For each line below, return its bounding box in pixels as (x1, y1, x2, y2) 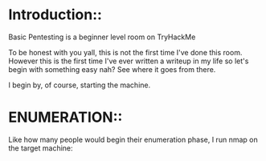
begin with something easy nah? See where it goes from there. (8, 64, 216, 74)
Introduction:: (8, 6, 103, 24)
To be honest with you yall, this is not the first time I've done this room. (8, 47, 243, 57)
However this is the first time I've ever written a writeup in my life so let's (8, 56, 249, 66)
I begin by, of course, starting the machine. (8, 80, 151, 90)
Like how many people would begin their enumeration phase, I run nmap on (8, 135, 259, 144)
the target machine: (8, 143, 74, 153)
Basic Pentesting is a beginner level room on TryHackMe (8, 32, 196, 42)
